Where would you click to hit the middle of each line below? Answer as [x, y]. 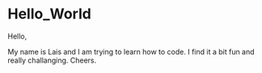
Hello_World [50, 14]
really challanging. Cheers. [52, 60]
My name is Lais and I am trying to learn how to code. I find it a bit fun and [131, 51]
